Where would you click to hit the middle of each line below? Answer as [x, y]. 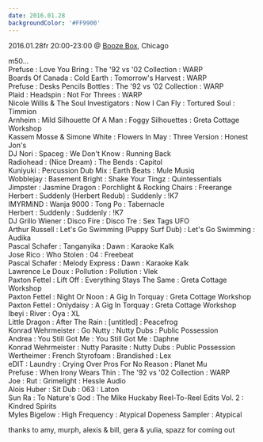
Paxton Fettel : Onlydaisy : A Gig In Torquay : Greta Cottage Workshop [122, 305]
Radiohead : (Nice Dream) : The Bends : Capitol [85, 162]
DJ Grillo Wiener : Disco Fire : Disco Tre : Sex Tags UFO [99, 221]
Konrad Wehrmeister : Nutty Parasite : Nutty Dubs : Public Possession [122, 347]
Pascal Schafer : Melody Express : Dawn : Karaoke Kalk [99, 263]
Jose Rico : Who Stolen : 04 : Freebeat [71, 254]
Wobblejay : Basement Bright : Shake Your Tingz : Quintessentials [115, 178]
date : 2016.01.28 [37, 15]
